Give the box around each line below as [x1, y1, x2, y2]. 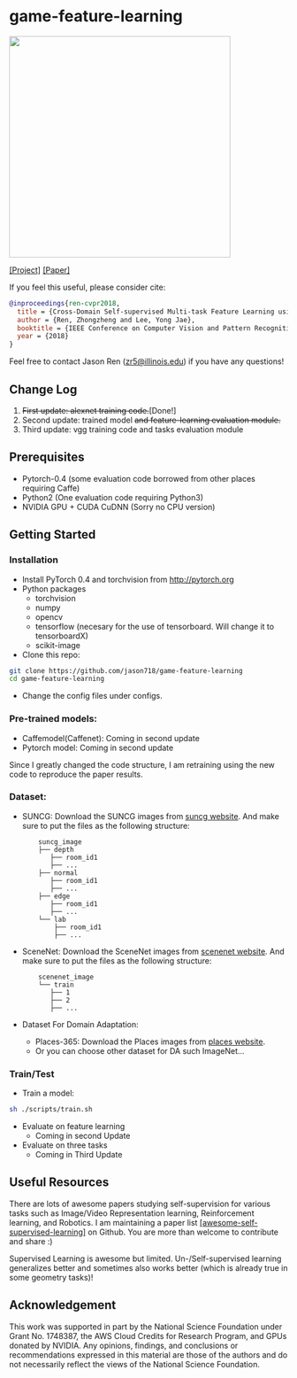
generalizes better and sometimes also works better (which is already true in [9, 1262, 288, 1273]
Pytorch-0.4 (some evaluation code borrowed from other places [21, 473, 256, 484]
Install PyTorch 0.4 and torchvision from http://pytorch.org [21, 574, 234, 584]
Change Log [9, 382, 78, 397]
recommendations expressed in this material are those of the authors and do [9, 1349, 288, 1360]
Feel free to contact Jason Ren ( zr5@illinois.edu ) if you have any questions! [9, 356, 285, 367]
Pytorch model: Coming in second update [21, 742, 174, 753]
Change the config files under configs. [21, 691, 164, 701]
